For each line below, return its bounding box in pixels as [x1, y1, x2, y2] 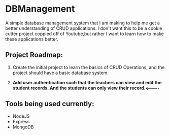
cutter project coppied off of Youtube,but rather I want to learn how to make [5, 30, 164, 37]
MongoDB [12, 124, 34, 130]
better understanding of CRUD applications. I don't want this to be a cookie [5, 25, 162, 31]
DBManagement [5, 3, 75, 15]
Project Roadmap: [5, 51, 63, 59]
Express [12, 118, 30, 124]
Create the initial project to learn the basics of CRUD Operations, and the [12, 64, 165, 70]
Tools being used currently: [5, 99, 94, 108]
